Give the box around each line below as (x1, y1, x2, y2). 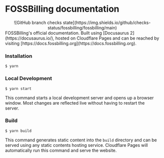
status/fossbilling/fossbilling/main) (47, 24, 117, 30)
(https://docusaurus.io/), (5, 35, 55, 41)
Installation (5, 52, 33, 59)
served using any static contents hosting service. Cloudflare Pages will (5, 142, 148, 148)
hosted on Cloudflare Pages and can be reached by (55, 35, 160, 41)
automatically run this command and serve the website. (5, 147, 117, 153)
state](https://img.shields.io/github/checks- (63, 20, 151, 25)
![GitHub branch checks (14, 20, 62, 25)
